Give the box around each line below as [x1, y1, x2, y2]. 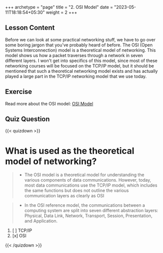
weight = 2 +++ [46, 9, 78, 15]
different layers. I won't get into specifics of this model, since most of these [5, 58, 158, 63]
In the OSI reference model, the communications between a [24, 202, 145, 208]
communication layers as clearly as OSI [24, 193, 105, 199]
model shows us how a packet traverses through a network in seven [5, 52, 143, 58]
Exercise [5, 88, 32, 96]
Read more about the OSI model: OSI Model [5, 100, 93, 106]
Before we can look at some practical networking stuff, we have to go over [5, 36, 156, 42]
